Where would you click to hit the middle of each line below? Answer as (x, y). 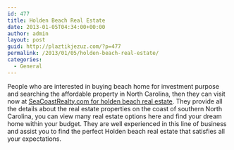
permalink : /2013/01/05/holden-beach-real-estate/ (83, 54)
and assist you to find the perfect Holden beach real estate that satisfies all (116, 131)
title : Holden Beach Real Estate (56, 20)
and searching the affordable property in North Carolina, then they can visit (116, 94)
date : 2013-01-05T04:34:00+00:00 (56, 27)
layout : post (26, 40)
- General (28, 66)
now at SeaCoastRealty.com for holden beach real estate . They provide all (115, 101)
